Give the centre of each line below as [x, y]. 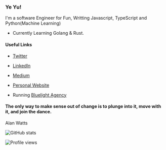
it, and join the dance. [29, 112]
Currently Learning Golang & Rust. [48, 33]
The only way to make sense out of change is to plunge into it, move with [83, 106]
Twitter [20, 56]
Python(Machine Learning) [33, 23]
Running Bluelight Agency [39, 95]
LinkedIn [22, 65]
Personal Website [31, 85]
